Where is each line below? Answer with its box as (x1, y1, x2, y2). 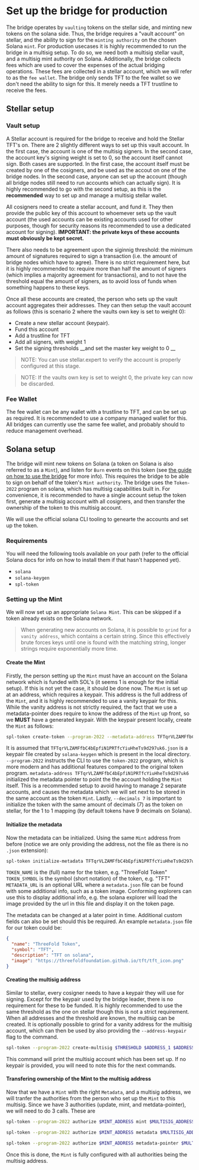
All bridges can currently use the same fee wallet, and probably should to (6, 420, 185, 427)
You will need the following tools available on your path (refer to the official (6, 550, 189, 557)
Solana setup (6, 444, 56, 454)
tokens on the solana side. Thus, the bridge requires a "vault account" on (6, 30, 185, 37)
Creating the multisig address (6, 976, 81, 983)
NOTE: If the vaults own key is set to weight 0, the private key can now (20, 374, 193, 381)
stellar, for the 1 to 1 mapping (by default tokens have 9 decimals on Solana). (6, 807, 192, 815)
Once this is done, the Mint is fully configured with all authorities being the (6, 1150, 188, 1158)
